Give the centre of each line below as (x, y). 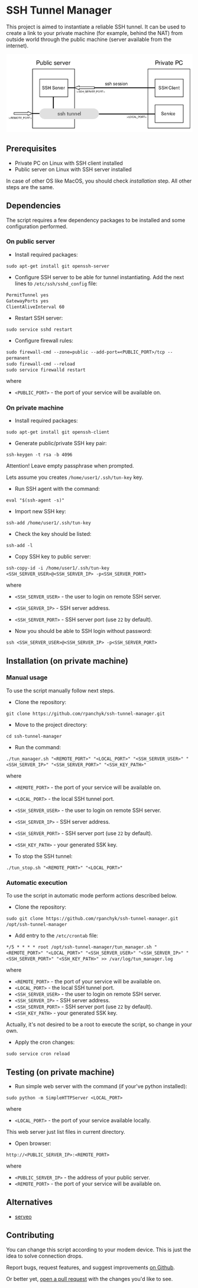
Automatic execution (37, 883)
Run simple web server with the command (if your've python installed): (101, 1086)
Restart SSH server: (39, 318)
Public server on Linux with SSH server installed (73, 169)
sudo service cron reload (38, 1054)
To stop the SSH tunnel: (43, 856)
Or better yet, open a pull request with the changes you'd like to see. (90, 1279)
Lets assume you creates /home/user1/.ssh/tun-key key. (75, 477)
